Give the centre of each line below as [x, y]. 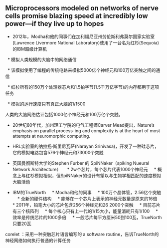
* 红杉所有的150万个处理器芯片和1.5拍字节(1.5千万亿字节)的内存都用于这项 [83, 87]
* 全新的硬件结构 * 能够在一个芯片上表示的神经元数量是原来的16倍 [87, 199]
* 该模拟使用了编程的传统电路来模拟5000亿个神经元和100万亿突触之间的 [82, 70]
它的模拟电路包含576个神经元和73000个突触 [58, 152]
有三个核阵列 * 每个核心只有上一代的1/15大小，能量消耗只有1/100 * [85, 211]
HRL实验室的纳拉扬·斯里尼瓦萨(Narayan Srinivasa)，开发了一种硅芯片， [85, 146]
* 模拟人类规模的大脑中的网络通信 [42, 59]
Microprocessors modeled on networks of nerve [82, 8]
